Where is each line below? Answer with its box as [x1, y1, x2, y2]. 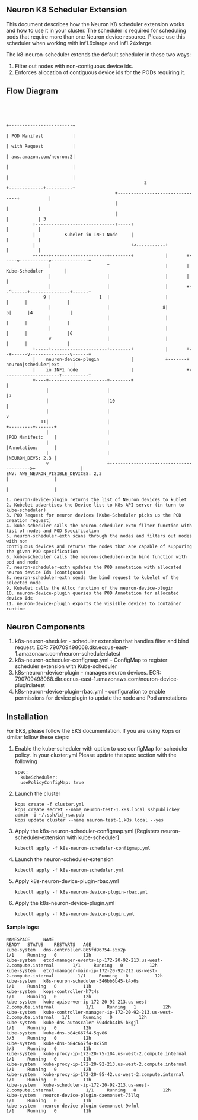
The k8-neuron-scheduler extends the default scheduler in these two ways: [6, 50, 191, 58]
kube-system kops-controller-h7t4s [6, 989, 100, 995]
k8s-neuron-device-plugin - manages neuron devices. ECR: [14, 669, 161, 676]
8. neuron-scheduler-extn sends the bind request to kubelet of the [6, 574, 179, 581]
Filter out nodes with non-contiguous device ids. [14, 62, 133, 69]
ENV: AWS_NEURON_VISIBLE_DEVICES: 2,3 [6, 470, 102, 477]
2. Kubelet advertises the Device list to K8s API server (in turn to [6, 502, 184, 508]
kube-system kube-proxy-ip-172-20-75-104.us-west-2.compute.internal [6, 1051, 187, 1057]
